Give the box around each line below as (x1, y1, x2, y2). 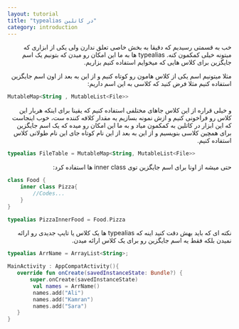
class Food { (7, 177, 46, 184)
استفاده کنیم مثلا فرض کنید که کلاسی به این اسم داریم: (87, 80, 232, 88)
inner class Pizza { (20, 183, 78, 190)
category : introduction (7, 23, 78, 31)
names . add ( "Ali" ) (33, 289, 84, 296)
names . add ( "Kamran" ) (33, 296, 94, 303)
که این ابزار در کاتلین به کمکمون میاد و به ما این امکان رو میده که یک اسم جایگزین (16, 122, 232, 130)
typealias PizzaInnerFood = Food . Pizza (7, 216, 126, 223)
